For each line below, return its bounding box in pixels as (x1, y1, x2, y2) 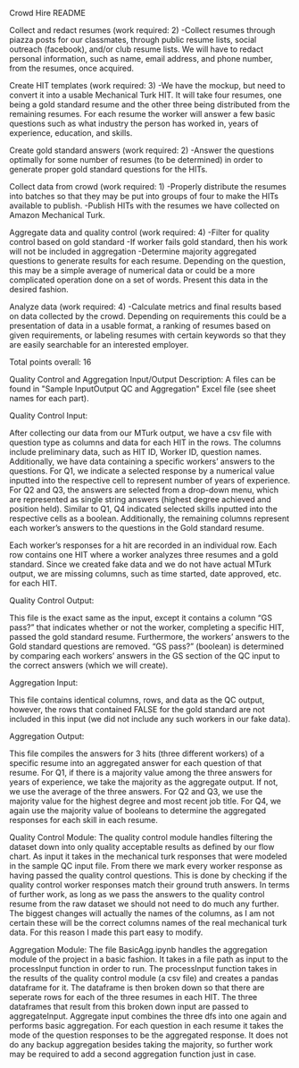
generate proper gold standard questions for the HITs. (9, 164, 208, 174)
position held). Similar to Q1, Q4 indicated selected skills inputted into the (9, 504, 278, 514)
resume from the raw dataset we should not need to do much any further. (9, 898, 279, 909)
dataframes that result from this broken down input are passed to (9, 1001, 249, 1012)
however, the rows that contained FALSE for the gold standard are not (9, 704, 265, 714)
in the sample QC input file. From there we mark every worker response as (9, 861, 283, 870)
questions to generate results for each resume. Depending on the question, (9, 256, 286, 266)
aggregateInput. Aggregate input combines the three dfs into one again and (9, 1011, 287, 1022)
